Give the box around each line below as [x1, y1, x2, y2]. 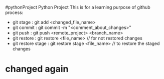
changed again [5, 63, 69, 74]
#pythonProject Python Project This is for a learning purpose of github [5, 4, 150, 10]
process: [5, 9, 24, 15]
